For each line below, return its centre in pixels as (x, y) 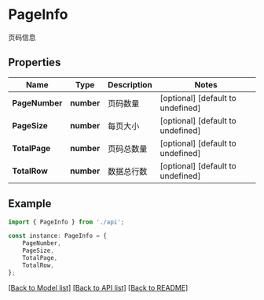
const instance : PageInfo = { (58, 236)
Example (30, 204)
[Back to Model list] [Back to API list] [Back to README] (98, 287)
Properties (35, 63)
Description (130, 84)
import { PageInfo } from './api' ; (66, 222)
